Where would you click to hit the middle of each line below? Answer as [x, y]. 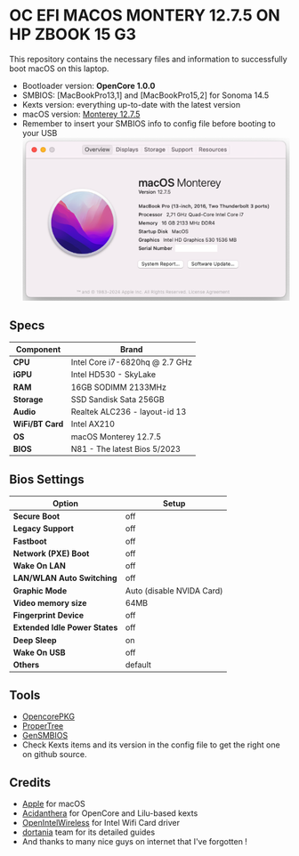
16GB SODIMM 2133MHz [119, 387]
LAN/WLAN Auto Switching [65, 578]
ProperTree [43, 726]
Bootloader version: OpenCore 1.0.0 [89, 85]
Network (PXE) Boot [51, 553]
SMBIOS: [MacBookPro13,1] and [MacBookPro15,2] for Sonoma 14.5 [145, 95]
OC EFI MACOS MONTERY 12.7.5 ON [145, 16]
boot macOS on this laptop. [59, 69]
